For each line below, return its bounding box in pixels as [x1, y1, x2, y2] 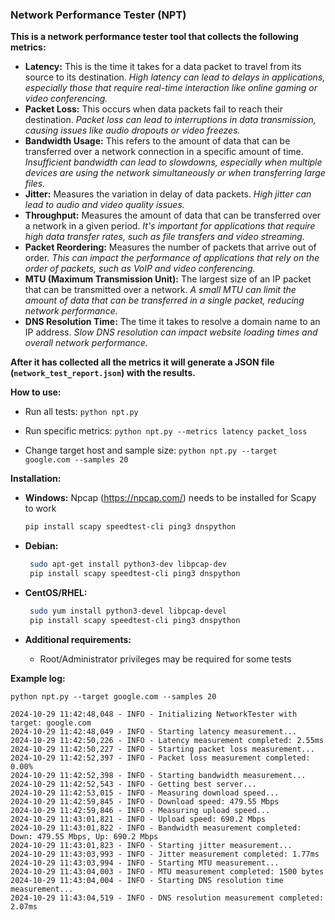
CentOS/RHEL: [24, 586, 88, 598]
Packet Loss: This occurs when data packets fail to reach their [24, 103, 284, 115]
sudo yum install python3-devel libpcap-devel [29, 606, 227, 616]
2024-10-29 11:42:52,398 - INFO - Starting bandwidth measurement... [10, 770, 307, 780]
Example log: [10, 672, 66, 684]
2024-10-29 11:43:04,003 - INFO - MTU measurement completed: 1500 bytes [10, 866, 325, 877]
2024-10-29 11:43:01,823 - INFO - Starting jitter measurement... [10, 840, 293, 850]
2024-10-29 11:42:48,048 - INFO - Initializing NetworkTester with [10, 709, 298, 719]
